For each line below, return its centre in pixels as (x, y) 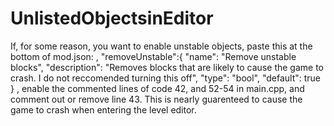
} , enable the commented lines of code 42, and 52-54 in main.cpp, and (157, 88)
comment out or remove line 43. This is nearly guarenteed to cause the (156, 99)
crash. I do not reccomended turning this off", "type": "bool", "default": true (166, 78)
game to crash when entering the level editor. (103, 109)
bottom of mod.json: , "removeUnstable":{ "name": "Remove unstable (153, 56)
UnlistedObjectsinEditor (112, 18)
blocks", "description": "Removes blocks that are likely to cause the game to (167, 67)
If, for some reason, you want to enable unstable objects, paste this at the (161, 46)
